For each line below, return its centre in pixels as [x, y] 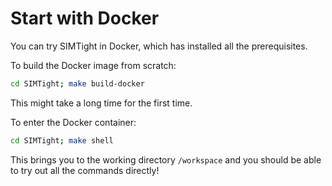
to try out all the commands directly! [85, 170]
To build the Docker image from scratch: [93, 65]
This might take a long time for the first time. [101, 103]
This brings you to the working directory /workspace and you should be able [166, 159]
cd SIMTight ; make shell [62, 140]
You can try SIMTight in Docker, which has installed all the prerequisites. [159, 46]
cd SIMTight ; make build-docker [77, 83]
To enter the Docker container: [73, 122]
